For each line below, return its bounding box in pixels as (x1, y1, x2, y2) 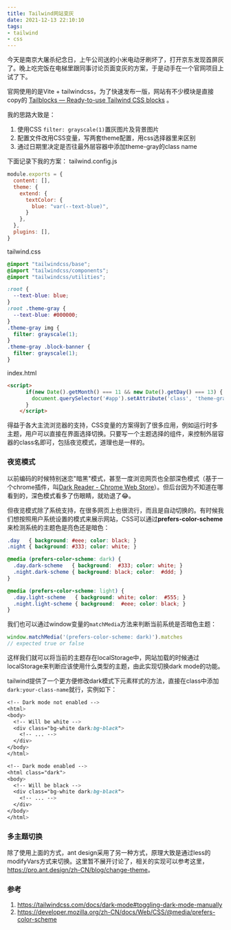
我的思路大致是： (7, 111, 56, 119)
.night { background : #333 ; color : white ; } (7, 544, 137, 550)
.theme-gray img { (7, 324, 60, 331)
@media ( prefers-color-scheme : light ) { (7, 587, 125, 595)
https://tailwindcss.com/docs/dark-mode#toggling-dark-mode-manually (16, 900, 223, 909)
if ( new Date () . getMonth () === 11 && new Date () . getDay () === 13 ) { (25, 389, 223, 395)
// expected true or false (7, 640, 85, 648)
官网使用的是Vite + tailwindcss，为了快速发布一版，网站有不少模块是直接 (7, 87, 214, 96)
